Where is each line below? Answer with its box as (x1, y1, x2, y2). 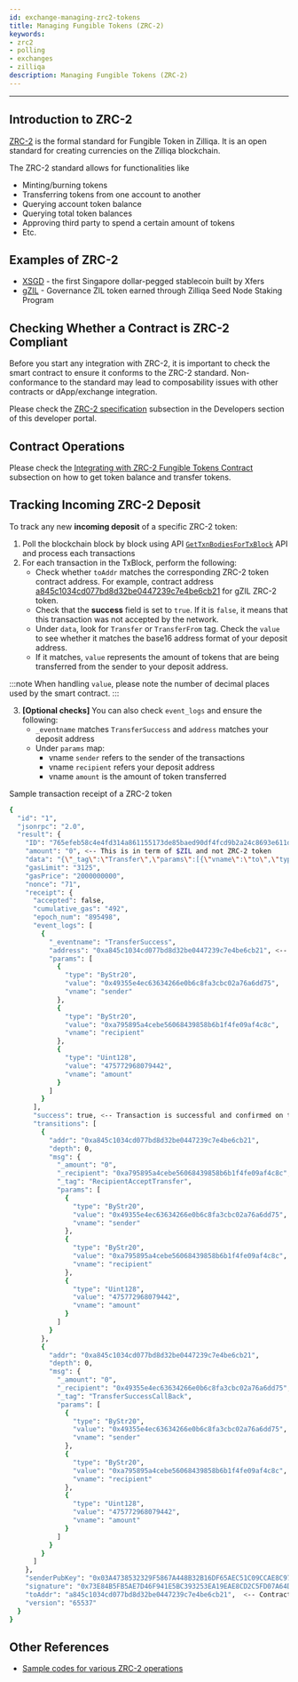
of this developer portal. (9, 413, 98, 424)
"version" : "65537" (25, 1598, 98, 1607)
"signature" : (25, 1582, 74, 1591)
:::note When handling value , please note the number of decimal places (9, 678, 271, 689)
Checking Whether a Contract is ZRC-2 (9, 321, 231, 336)
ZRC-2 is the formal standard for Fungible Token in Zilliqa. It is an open (9, 135, 268, 147)
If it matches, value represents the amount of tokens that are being (35, 651, 279, 662)
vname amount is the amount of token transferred (48, 770, 227, 782)
